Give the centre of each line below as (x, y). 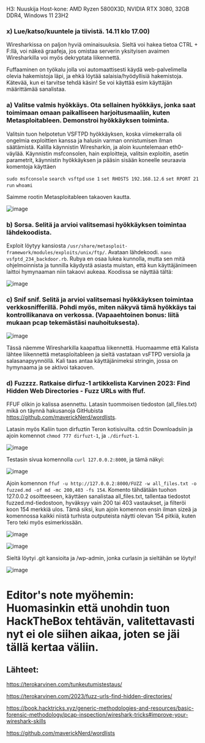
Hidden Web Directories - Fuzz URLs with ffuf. (76, 391)
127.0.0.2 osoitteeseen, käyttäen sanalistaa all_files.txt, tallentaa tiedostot (99, 496)
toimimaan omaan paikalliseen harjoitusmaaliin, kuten (88, 113)
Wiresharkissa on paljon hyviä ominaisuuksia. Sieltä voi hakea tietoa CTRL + (102, 45)
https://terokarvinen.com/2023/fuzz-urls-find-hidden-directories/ (89, 696)
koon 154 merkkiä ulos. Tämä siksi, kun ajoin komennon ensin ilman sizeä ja (102, 510)
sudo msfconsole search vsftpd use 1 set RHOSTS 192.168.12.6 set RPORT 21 (102, 179)
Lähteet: (23, 670)
